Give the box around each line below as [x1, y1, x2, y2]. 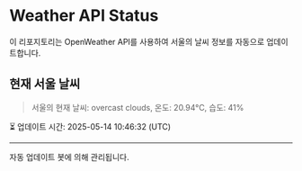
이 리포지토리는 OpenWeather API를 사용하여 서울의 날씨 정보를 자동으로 [9, 36, 265, 47]
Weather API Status [9, 5, 159, 26]
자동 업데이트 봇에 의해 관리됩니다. [9, 151, 129, 162]
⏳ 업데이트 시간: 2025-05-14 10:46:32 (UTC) [9, 121, 172, 131]
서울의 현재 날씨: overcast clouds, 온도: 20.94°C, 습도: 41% [31, 102, 244, 112]
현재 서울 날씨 [9, 76, 81, 92]
